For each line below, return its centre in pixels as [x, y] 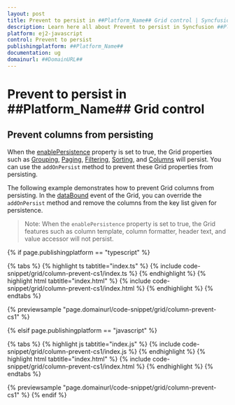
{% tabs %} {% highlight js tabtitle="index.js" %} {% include [94, 344]
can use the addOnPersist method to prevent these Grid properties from [110, 166]
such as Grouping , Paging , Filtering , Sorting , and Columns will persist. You [114, 159]
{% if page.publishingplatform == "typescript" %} [79, 252]
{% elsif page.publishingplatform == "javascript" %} [82, 330]
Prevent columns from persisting [80, 135]
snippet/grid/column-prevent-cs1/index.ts [67, 273]
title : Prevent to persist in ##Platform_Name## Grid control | [103, 20]
